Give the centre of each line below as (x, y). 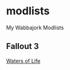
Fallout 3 (23, 46)
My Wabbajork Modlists (35, 28)
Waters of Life (23, 60)
